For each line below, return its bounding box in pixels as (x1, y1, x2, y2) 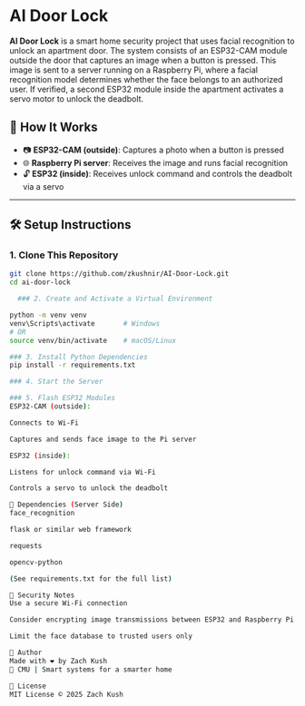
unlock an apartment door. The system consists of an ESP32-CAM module (9, 44, 288, 55)
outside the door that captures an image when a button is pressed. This (9, 54, 277, 65)
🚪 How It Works (9, 120, 98, 135)
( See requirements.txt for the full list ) (9, 574, 172, 583)
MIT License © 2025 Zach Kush (9, 690, 124, 699)
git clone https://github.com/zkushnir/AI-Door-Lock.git (9, 270, 230, 279)
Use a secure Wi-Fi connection (9, 599, 128, 608)
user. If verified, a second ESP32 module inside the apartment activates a (9, 83, 284, 94)
